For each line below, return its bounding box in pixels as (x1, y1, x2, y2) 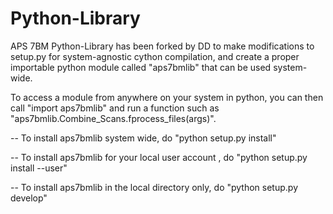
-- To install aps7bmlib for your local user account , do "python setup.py (10, 151, 308, 163)
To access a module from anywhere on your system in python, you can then (10, 91, 324, 103)
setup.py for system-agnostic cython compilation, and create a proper (10, 50, 300, 62)
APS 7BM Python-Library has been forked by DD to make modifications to (10, 40, 315, 52)
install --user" (10, 162, 68, 174)
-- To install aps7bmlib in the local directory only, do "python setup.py (10, 181, 298, 193)
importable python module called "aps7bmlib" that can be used (10, 61, 272, 73)
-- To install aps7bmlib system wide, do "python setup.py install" (10, 132, 277, 144)
